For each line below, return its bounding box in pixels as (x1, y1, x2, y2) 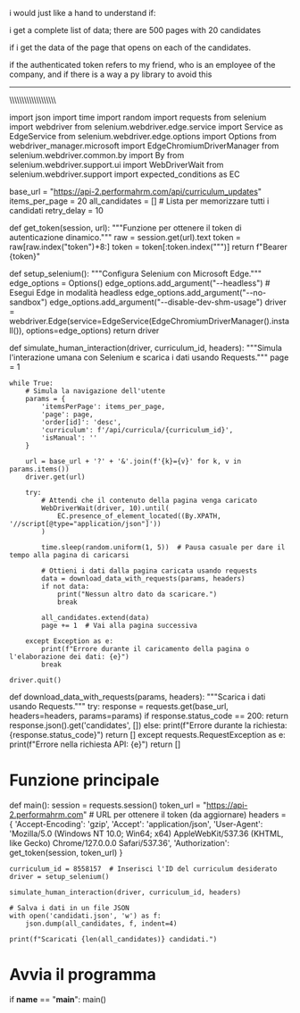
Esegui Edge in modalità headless (9, 288, 134, 297)
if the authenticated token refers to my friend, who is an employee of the (9, 60, 276, 70)
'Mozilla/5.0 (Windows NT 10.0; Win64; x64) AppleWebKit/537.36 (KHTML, (9, 828, 284, 839)
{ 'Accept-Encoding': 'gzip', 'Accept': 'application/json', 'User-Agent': (9, 818, 263, 829)
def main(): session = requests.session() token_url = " (9, 800, 207, 810)
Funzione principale (9, 770, 160, 791)
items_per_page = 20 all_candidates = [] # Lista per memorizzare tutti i (9, 196, 270, 206)
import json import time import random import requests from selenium (9, 112, 267, 122)
